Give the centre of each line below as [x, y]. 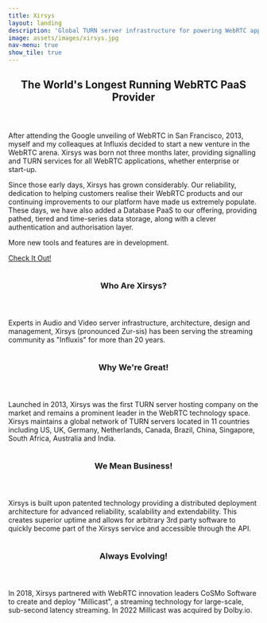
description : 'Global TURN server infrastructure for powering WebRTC [128, 30]
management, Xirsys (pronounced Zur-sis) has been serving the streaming [130, 331]
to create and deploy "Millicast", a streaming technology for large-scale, [126, 601]
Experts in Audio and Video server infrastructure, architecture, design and [129, 323]
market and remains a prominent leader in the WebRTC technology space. [129, 413]
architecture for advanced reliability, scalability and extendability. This [122, 511]
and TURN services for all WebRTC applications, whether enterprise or [124, 161]
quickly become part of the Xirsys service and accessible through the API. [130, 529]
